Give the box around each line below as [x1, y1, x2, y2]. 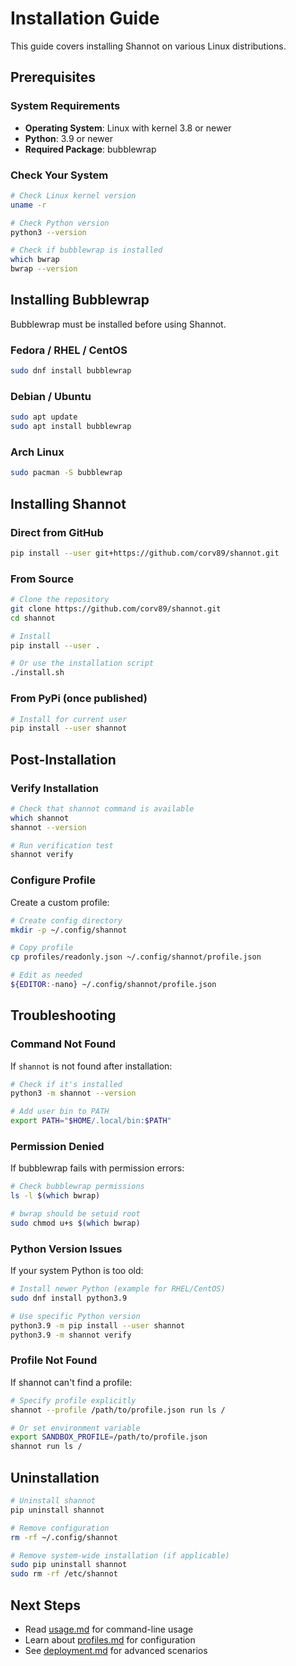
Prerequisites [10, 69, 96, 86]
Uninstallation [10, 1469, 100, 1486]
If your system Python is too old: [10, 1265, 144, 1277]
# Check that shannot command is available [10, 803, 195, 814]
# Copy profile [10, 943, 74, 953]
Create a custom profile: [10, 896, 110, 908]
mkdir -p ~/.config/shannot [10, 925, 128, 935]
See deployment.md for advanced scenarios [24, 1644, 208, 1656]
